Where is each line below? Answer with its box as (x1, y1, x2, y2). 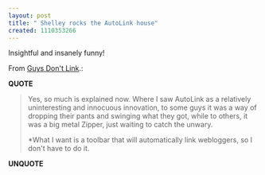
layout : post (8, 11, 52, 20)
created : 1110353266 (8, 26, 77, 34)
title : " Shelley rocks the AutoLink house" (8, 19, 158, 27)
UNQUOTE (8, 159, 44, 169)
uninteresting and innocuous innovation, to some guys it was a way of (27, 103, 257, 112)
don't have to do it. (27, 144, 90, 154)
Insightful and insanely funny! (8, 49, 105, 58)
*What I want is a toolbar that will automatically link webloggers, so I (27, 135, 253, 145)
